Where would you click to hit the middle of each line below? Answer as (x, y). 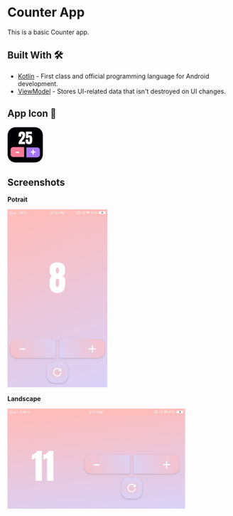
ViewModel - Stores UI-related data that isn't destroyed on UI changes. (121, 91)
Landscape (24, 399)
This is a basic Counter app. (48, 32)
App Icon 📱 (32, 114)
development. (38, 83)
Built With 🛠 (36, 55)
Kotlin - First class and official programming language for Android (113, 76)
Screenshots (36, 182)
